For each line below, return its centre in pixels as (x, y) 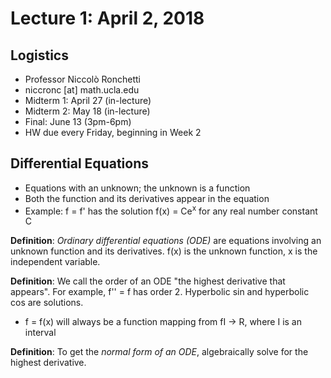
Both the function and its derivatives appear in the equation (147, 198)
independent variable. (55, 262)
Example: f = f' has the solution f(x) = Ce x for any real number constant (171, 210)
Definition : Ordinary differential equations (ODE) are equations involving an (166, 241)
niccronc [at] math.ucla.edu (82, 90)
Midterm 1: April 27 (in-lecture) (88, 100)
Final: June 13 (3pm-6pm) (78, 121)
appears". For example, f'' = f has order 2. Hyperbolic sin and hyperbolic (160, 292)
